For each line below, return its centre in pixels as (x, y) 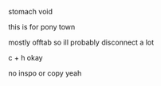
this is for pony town (42, 27)
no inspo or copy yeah (45, 73)
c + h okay (26, 58)
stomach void (31, 12)
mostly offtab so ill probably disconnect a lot (81, 42)
